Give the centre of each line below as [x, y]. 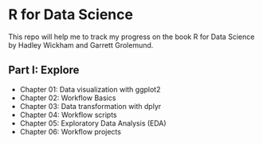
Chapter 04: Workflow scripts [68, 115]
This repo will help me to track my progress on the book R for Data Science [131, 37]
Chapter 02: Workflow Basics [68, 98]
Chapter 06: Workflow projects [71, 131]
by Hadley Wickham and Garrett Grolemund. [81, 45]
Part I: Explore [44, 70]
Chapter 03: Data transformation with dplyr [90, 106]
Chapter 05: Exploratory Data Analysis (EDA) [93, 123]
